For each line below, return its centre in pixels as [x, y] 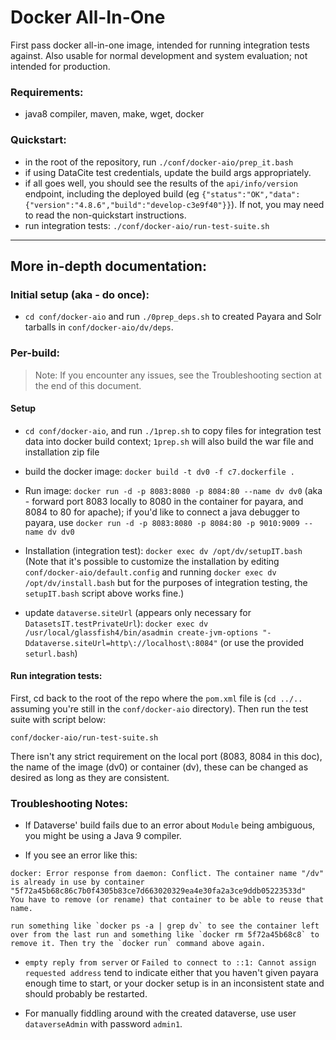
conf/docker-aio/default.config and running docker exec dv [150, 572]
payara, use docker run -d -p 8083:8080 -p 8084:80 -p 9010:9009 [162, 522]
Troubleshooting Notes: [69, 803]
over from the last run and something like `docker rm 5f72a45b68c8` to [165, 935]
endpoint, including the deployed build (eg [112, 193]
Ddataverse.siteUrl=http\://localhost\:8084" [121, 643]
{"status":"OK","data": [251, 194]
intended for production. [60, 66]
